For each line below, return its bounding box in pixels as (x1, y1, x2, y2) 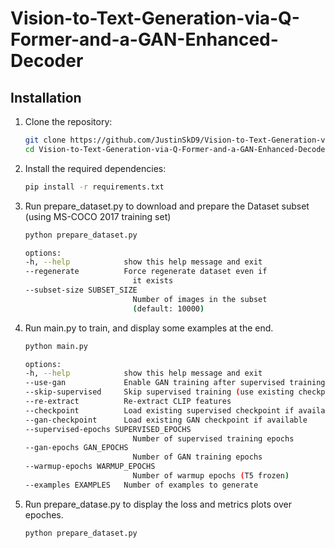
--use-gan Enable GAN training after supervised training (24, 378, 326, 388)
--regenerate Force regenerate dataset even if (24, 267, 268, 277)
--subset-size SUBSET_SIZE (24, 285, 138, 295)
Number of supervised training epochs (132, 433, 295, 444)
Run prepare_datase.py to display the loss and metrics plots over (24, 498, 292, 510)
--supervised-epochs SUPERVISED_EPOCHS (24, 424, 192, 434)
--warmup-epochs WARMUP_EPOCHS (24, 462, 156, 472)
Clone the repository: (24, 116, 113, 127)
